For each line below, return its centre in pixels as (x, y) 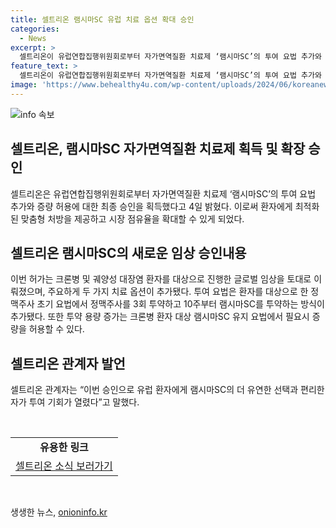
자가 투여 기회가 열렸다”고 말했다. (75, 402)
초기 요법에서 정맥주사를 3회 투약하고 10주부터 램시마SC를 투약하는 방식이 (180, 304)
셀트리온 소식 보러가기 (64, 466)
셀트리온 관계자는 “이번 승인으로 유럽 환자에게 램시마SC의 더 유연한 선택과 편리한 (167, 390)
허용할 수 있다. (56, 329)
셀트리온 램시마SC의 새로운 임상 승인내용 (128, 252)
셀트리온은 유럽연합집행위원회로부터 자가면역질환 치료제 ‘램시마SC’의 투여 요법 (163, 193)
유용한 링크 (64, 448)
